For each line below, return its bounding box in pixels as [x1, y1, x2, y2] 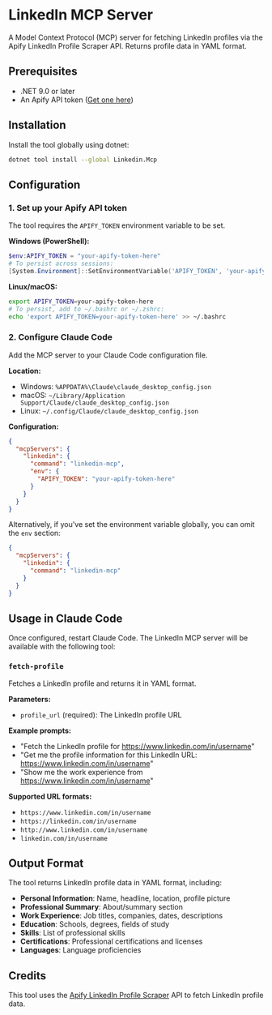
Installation [8, 118, 66, 132]
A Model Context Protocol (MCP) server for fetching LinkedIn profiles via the [8, 32, 263, 42]
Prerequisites [8, 65, 78, 79]
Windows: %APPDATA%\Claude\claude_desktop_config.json [19, 381, 212, 391]
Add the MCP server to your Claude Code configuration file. [8, 350, 208, 360]
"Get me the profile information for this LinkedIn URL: [19, 750, 198, 760]
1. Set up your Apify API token [8, 202, 128, 213]
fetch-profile [8, 662, 64, 671]
